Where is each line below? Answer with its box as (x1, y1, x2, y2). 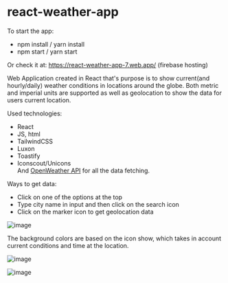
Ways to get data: (7, 179, 57, 188)
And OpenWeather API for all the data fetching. (16, 166, 150, 174)
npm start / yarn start (16, 47, 78, 56)
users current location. (7, 95, 71, 104)
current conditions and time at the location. (7, 241, 129, 249)
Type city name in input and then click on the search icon (16, 200, 180, 208)
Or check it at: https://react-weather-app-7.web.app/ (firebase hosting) (7, 60, 208, 69)
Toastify (16, 152, 41, 160)
